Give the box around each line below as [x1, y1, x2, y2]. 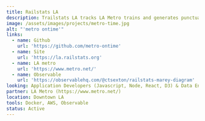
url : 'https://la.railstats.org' [17, 54, 103, 61]
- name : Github [12, 37, 51, 43]
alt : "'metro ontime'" [6, 26, 64, 32]
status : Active [6, 105, 45, 112]
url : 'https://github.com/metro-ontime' [17, 43, 121, 50]
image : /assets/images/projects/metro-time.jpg [6, 20, 130, 26]
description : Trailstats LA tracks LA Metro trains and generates [6, 15, 179, 21]
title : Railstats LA [6, 9, 59, 15]
